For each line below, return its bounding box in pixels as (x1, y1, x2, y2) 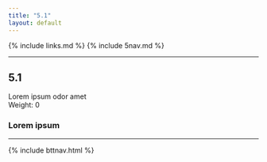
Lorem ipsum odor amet (8, 92, 87, 101)
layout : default (8, 19, 62, 27)
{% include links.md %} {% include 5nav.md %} (8, 40, 164, 50)
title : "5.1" (8, 11, 52, 20)
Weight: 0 (8, 100, 40, 110)
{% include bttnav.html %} (8, 145, 95, 155)
